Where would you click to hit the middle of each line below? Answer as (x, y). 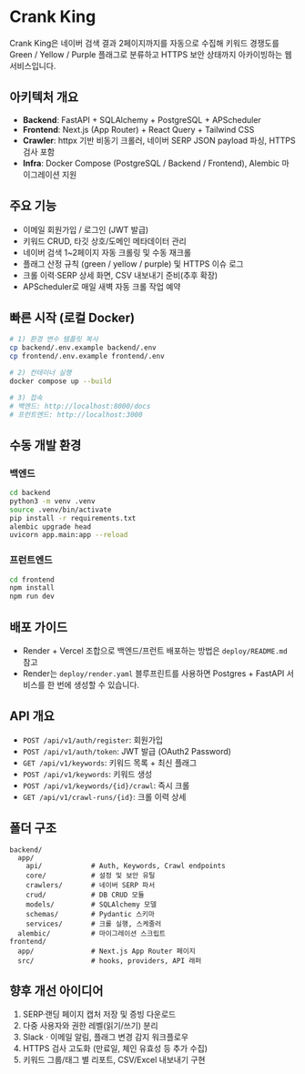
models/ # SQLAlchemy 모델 (91, 904)
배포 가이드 (39, 627)
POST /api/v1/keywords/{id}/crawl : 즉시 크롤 (106, 785)
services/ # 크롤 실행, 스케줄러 (94, 924)
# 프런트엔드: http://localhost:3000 (76, 415)
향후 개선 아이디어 (56, 991)
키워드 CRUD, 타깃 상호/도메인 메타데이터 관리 (104, 241)
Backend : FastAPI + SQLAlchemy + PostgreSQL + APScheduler (142, 119)
